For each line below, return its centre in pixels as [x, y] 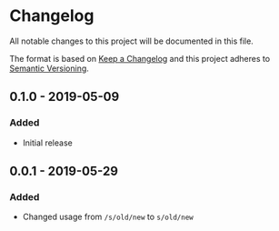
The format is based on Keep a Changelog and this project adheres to [140, 58]
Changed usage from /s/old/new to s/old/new [108, 217]
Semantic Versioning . [49, 68]
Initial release [47, 143]
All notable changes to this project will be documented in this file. [132, 41]
